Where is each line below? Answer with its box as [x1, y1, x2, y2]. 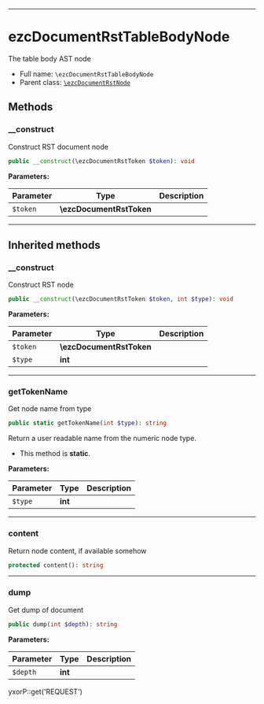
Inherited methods [8, 238, 101, 252]
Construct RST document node [8, 142, 108, 151]
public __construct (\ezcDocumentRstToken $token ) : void [8, 157, 195, 165]
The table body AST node [8, 54, 92, 63]
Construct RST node [8, 280, 75, 290]
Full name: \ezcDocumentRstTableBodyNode [19, 69, 154, 79]
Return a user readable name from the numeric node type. [8, 434, 196, 443]
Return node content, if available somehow [8, 546, 147, 555]
